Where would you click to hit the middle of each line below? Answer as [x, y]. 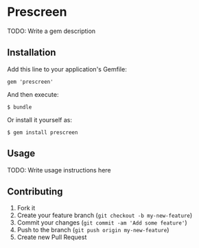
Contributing [35, 191]
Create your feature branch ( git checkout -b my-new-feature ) [105, 215]
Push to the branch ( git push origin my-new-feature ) [93, 230]
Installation [32, 53]
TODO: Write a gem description [51, 31]
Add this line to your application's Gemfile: [67, 69]
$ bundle [20, 107]
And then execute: [33, 94]
